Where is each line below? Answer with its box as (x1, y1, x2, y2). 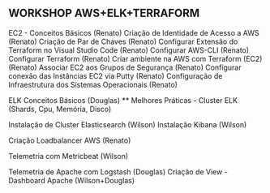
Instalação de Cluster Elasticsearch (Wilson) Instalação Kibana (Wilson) (8, 119, 247, 129)
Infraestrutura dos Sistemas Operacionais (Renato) (8, 79, 178, 89)
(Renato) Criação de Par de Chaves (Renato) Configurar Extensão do (8, 36, 238, 46)
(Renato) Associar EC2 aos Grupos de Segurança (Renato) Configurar (8, 62, 242, 72)
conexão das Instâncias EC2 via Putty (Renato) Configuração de (8, 71, 223, 80)
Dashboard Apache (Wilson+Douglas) (8, 175, 135, 185)
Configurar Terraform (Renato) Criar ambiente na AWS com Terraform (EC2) (8, 54, 263, 63)
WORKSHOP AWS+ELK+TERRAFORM (8, 6, 200, 20)
